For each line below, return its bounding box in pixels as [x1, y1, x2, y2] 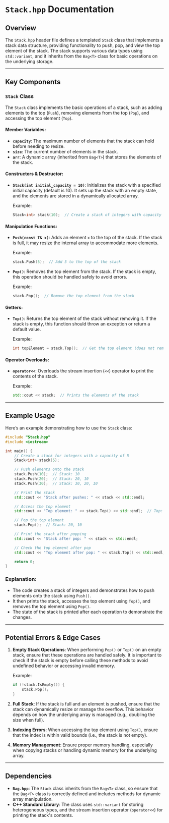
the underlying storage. [5, 59, 54, 64]
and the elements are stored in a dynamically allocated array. [12, 193, 139, 199]
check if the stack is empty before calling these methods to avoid [12, 657, 148, 664]
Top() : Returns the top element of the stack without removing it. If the [12, 315, 157, 321]
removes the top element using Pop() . [12, 603, 91, 609]
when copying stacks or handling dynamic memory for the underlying [12, 747, 157, 753]
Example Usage [5, 411, 55, 420]
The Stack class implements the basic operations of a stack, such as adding [5, 104, 162, 111]
